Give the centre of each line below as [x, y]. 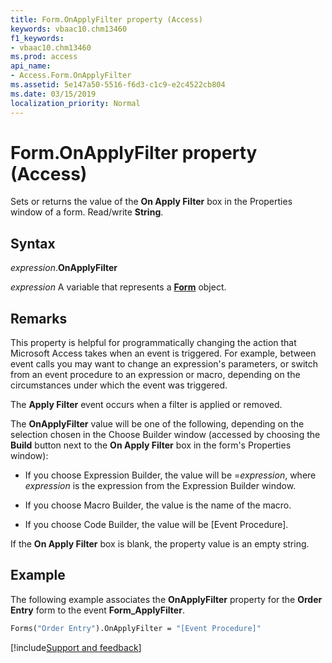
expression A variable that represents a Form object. [118, 287]
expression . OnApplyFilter [64, 268]
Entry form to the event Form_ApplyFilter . [97, 610]
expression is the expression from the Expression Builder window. [160, 486]
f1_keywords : [37, 38]
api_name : [31, 66]
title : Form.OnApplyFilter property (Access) [106, 19]
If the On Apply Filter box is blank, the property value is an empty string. [160, 544]
